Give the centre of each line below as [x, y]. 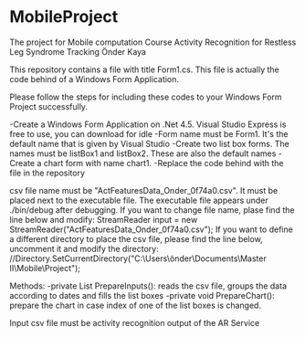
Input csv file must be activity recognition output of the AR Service [135, 322]
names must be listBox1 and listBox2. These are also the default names [143, 153]
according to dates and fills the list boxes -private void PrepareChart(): [142, 295]
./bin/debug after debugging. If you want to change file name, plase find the [152, 210]
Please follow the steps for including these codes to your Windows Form [146, 97]
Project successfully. [49, 106]
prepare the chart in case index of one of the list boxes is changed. [136, 305]
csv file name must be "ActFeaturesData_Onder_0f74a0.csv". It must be [144, 190]
